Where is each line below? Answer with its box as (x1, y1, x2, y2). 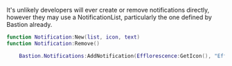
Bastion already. (6, 21, 53, 28)
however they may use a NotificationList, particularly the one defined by (6, 13, 213, 21)
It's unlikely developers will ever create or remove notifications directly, (6, 6, 210, 14)
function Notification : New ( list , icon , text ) (6, 34, 140, 41)
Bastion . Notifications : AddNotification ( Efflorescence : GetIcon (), (19, 52, 212, 59)
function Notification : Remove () (6, 40, 100, 47)
